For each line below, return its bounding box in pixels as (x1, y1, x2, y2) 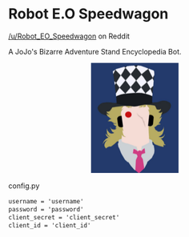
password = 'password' (8, 205, 84, 213)
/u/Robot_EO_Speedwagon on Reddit (8, 31, 131, 41)
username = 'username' (8, 197, 84, 205)
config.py (8, 181, 40, 191)
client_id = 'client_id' (8, 221, 91, 229)
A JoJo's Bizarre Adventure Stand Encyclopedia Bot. (8, 46, 182, 56)
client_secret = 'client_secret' (8, 213, 120, 221)
